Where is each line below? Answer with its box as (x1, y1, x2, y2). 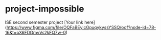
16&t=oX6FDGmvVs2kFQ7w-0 (5, 29, 66, 35)
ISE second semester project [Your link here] (5, 19, 95, 25)
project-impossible (5, 3, 85, 14)
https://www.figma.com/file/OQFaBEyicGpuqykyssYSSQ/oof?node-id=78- (6, 24, 157, 30)
